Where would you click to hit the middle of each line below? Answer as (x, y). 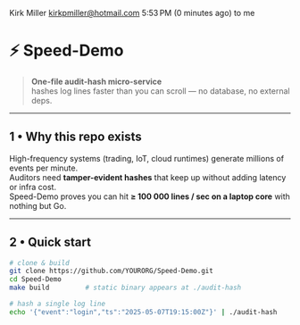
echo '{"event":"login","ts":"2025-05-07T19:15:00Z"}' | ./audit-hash (143, 312)
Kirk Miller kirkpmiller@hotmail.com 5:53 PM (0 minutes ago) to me (132, 13)
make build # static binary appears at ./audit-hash (125, 288)
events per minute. (44, 168)
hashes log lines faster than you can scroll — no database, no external (160, 91)
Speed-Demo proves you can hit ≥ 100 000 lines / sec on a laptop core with (150, 196)
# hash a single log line (57, 304)
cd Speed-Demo (36, 279)
